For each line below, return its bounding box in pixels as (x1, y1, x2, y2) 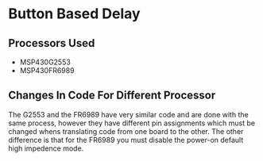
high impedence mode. (8, 144, 84, 153)
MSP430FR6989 (19, 66, 75, 75)
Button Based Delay (8, 5, 141, 23)
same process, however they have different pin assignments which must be (8, 118, 256, 128)
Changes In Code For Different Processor (8, 89, 216, 102)
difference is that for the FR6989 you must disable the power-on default (8, 135, 244, 144)
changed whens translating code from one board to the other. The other (8, 126, 244, 136)
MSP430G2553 (19, 57, 72, 67)
